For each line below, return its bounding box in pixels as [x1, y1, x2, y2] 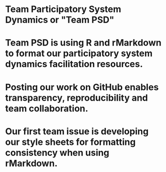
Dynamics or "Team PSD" [5, 14, 114, 26]
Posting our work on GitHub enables [5, 81, 159, 93]
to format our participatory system [5, 48, 153, 59]
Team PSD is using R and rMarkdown [5, 37, 161, 49]
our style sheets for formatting [5, 136, 136, 147]
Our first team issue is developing [5, 125, 149, 137]
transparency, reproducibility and [5, 92, 148, 103]
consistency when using [5, 147, 109, 158]
